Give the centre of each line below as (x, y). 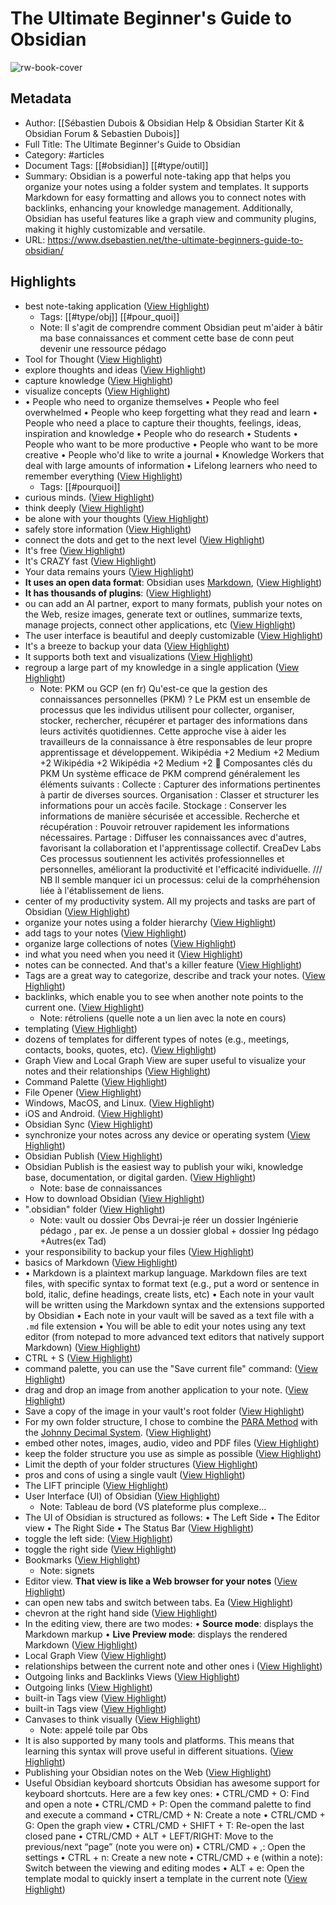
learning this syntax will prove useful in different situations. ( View (159, 1751)
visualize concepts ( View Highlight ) (97, 391)
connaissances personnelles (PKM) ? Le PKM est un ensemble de (175, 699)
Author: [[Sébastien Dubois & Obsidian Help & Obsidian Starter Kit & (164, 123)
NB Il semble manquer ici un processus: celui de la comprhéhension (179, 879)
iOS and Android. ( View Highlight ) (94, 1113)
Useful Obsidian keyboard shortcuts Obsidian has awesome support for (172, 1783)
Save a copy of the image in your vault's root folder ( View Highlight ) (164, 1411)
